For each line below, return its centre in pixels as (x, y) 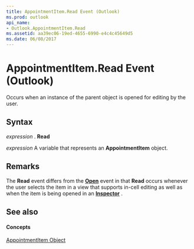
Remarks (23, 166)
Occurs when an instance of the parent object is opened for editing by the (96, 97)
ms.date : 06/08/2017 (32, 39)
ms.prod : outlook (27, 17)
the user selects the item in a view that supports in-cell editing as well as (94, 187)
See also (22, 211)
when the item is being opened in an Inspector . (64, 193)
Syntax (19, 122)
